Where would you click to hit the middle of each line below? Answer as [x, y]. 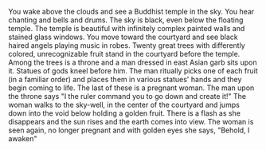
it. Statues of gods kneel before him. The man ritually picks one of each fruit [133, 71]
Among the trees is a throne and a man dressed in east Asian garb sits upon [133, 62]
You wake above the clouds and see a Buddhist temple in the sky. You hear [131, 12]
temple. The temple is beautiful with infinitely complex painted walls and [127, 28]
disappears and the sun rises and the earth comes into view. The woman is [131, 122]
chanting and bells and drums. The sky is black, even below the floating [126, 20]
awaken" [23, 138]
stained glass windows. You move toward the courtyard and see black [123, 37]
